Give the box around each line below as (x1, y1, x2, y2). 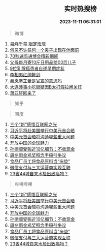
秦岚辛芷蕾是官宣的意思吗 (9, 78, 62, 84)
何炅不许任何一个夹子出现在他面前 (9, 47, 79, 53)
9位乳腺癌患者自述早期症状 (9, 65, 65, 71)
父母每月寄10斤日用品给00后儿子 (9, 59, 76, 65)
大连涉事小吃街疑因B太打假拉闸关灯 (9, 84, 82, 90)
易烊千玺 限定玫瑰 (9, 41, 46, 47)
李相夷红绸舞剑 (9, 71, 40, 77)
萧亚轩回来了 (9, 90, 36, 96)
